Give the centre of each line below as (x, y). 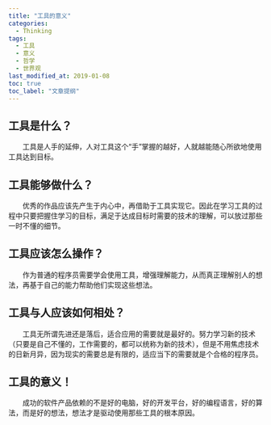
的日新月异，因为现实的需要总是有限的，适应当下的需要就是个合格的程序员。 (135, 354)
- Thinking (34, 31)
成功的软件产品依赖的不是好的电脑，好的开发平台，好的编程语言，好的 (139, 403)
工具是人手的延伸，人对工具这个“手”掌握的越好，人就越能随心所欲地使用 (142, 147)
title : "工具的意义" (40, 16)
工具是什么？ (40, 126)
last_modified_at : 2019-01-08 (59, 76)
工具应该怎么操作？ (56, 254)
